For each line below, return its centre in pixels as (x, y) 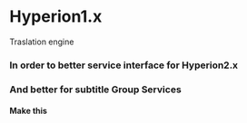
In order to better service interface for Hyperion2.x (124, 65)
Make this (29, 111)
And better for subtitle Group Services (95, 90)
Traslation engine (42, 42)
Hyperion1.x (56, 17)
